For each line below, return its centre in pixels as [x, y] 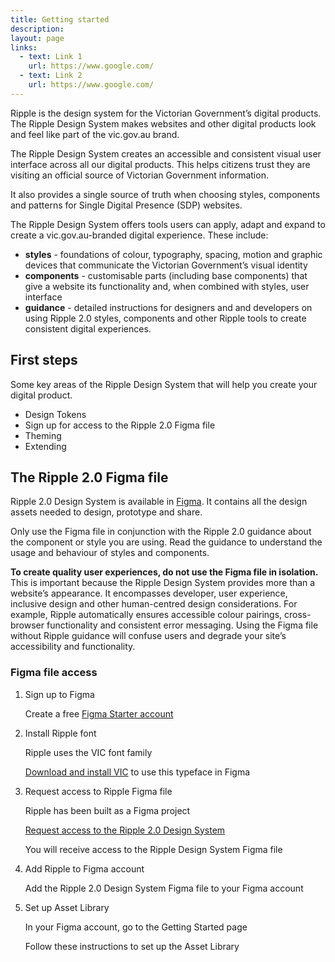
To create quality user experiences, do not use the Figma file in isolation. [164, 572]
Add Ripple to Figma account [84, 868]
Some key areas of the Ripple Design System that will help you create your [164, 384]
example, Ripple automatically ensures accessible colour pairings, [146, 615]
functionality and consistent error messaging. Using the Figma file [182, 625]
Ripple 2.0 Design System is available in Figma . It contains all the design [159, 502]
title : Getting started [60, 19]
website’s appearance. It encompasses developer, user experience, [149, 593]
